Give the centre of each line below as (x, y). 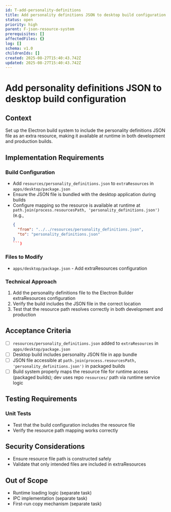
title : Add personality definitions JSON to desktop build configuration (86, 15)
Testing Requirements (41, 399)
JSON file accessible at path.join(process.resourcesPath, (74, 360)
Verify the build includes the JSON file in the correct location (77, 304)
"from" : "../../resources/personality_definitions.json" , (81, 229)
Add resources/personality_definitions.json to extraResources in (83, 183)
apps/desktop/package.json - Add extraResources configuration (80, 268)
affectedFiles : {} (25, 39)
